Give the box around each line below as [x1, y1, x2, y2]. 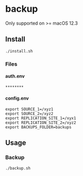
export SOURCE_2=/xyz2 [5, 111, 53, 116]
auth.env [5, 73, 25, 80]
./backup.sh [5, 165, 31, 171]
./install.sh [5, 48, 33, 54]
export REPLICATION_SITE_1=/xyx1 [5, 116, 76, 121]
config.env [5, 95, 29, 102]
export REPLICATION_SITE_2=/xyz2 [5, 120, 76, 126]
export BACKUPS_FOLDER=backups [5, 125, 72, 130]
